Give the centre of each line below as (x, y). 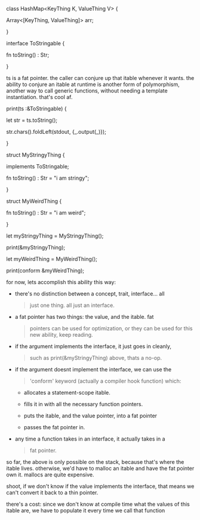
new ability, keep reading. (61, 335)
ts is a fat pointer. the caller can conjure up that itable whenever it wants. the (100, 78)
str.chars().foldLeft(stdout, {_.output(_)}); (56, 132)
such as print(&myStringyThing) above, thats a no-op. (96, 358)
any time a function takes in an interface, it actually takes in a (90, 439)
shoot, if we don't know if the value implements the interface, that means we (100, 486)
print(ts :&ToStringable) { (36, 109)
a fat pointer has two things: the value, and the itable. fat (84, 317)
